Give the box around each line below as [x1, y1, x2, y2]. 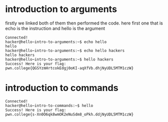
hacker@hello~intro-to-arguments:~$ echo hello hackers [5, 48, 125, 53]
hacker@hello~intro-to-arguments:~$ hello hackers [5, 56, 114, 62]
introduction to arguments [5, 3, 117, 15]
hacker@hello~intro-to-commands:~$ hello [5, 103, 94, 108]
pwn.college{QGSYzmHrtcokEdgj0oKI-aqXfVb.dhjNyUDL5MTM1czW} [5, 65, 134, 70]
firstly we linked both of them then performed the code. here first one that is [5, 20, 163, 26]
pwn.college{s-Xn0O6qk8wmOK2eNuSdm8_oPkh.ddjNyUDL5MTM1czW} [5, 111, 134, 117]
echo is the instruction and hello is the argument [5, 25, 106, 31]
